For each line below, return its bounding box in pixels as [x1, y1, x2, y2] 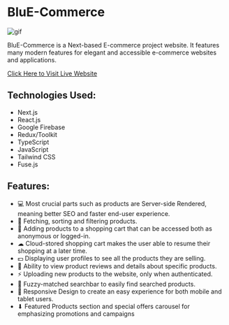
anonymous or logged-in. [17, 231, 91, 240]
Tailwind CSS [17, 152, 56, 161]
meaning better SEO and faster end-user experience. [17, 209, 170, 217]
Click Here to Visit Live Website [7, 69, 98, 78]
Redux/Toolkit [17, 130, 58, 138]
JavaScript [17, 145, 49, 154]
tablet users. [17, 294, 54, 303]
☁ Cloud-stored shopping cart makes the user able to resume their [17, 239, 211, 247]
